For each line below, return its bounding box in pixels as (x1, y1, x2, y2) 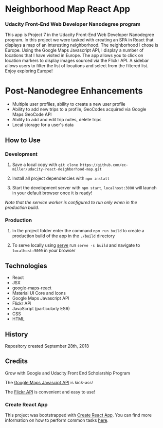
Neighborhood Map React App (5, 3, 130, 15)
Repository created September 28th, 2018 (5, 343, 89, 349)
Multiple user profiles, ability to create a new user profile (12, 101, 126, 107)
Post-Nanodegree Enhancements (5, 85, 143, 96)
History (5, 330, 28, 338)
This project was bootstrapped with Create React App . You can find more (5, 412, 152, 418)
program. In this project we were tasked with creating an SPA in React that (5, 37, 154, 43)
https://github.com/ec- (80, 163, 128, 167)
